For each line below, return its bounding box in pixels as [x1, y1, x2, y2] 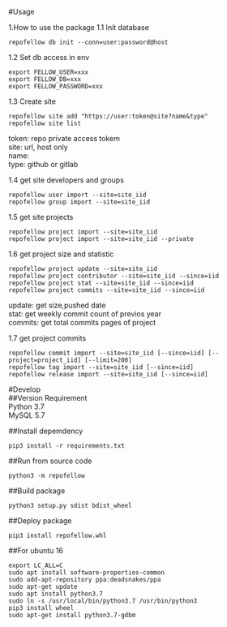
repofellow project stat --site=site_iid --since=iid [8, 279, 195, 287]
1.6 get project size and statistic [8, 249, 114, 259]
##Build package [8, 486, 66, 496]
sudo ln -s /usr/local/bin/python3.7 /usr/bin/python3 [8, 597, 198, 605]
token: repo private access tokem [8, 134, 120, 143]
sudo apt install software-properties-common [8, 569, 165, 577]
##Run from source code [8, 456, 92, 466]
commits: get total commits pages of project [8, 318, 156, 327]
